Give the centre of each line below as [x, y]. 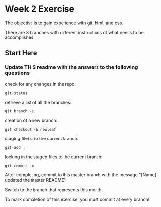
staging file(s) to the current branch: [42, 138]
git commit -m [20, 166]
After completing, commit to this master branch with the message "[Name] [81, 175]
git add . [15, 147]
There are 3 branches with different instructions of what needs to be [74, 32]
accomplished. [20, 37]
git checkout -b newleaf [31, 129]
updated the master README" [36, 180]
